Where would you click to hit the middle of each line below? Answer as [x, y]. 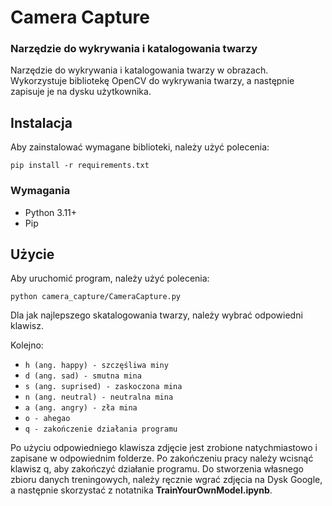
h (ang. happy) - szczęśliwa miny [96, 366]
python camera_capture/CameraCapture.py [96, 297]
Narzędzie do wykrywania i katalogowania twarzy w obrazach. [139, 70]
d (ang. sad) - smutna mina [83, 376]
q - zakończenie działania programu [101, 429]
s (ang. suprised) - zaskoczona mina [103, 387]
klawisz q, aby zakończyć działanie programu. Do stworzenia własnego [157, 469]
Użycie [32, 254]
